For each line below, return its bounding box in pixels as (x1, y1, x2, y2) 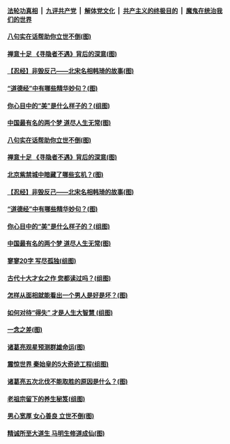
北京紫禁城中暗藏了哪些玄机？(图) (7, 170, 104, 178)
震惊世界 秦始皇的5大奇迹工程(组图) (7, 360, 109, 369)
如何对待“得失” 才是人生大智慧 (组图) (7, 308, 114, 316)
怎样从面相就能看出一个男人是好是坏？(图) (7, 291, 128, 300)
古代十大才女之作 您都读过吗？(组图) (7, 274, 112, 282)
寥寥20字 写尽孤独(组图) (7, 257, 77, 265)
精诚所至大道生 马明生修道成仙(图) (7, 429, 105, 437)
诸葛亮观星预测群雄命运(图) (7, 342, 86, 351)
